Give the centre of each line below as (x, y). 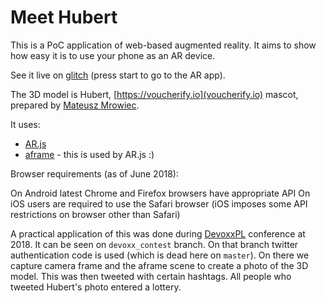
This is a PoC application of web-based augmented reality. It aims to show (163, 45)
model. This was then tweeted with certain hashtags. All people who (151, 276)
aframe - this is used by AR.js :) (89, 154)
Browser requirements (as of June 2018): (94, 173)
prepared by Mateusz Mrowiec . (75, 105)
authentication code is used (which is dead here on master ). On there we (160, 255)
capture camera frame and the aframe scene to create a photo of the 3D (159, 265)
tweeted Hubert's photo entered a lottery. (96, 287)
